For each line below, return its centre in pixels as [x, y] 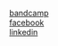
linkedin [24, 32]
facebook [27, 23]
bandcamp [29, 13]
